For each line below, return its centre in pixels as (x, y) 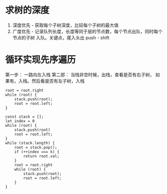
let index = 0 (20, 121)
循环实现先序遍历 (41, 60)
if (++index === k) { (37, 152)
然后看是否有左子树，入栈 (58, 81)
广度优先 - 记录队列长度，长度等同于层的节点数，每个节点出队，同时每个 (88, 31)
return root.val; (41, 156)
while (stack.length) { (30, 143)
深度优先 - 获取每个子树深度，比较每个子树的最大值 (66, 25)
